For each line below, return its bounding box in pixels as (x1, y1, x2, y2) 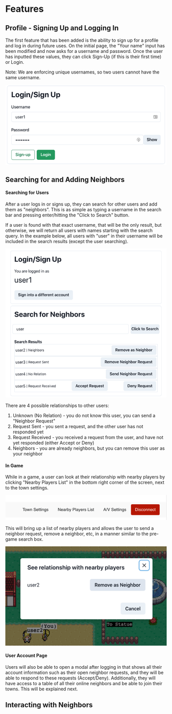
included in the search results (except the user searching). (5, 239, 128, 245)
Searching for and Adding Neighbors (5, 175, 125, 184)
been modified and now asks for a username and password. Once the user (5, 48, 163, 54)
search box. (18, 536, 44, 542)
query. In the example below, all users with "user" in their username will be (5, 233, 163, 239)
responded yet (12, 429, 44, 435)
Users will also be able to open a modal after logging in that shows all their (5, 664, 162, 670)
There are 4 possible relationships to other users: (5, 402, 109, 409)
